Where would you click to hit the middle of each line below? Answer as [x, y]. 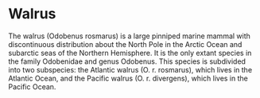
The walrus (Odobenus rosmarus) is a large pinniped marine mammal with [129, 36]
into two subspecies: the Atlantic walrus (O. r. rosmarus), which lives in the [130, 69]
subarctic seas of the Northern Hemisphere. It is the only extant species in [130, 53]
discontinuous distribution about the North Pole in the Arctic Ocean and [125, 44]
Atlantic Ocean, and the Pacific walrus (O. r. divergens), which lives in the [128, 78]
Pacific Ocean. [32, 86]
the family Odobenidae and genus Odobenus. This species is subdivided [127, 61]
